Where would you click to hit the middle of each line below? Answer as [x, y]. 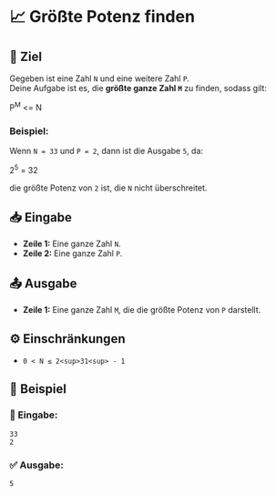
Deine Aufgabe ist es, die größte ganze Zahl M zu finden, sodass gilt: [138, 88]
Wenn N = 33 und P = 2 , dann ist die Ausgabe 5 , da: [106, 150]
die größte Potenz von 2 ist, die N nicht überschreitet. [108, 188]
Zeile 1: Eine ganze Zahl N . [72, 244]
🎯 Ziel [26, 56]
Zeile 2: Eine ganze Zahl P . [72, 253]
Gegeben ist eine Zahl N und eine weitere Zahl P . [99, 78]
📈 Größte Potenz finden [102, 17]
